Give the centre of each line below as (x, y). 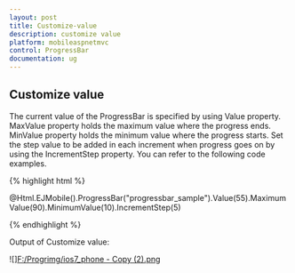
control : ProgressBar (49, 51)
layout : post (33, 17)
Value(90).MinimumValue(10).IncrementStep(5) (95, 207)
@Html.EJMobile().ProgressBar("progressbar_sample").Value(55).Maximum (148, 197)
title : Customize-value (53, 26)
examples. (28, 163)
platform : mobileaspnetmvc (59, 42)
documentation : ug (43, 59)
